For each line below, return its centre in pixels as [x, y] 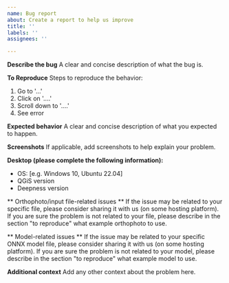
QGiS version [36, 181]
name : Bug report [32, 13]
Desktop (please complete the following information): [85, 160]
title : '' [21, 26]
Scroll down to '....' [43, 106]
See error [31, 113]
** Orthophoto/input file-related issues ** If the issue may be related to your [115, 202]
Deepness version [43, 188]
